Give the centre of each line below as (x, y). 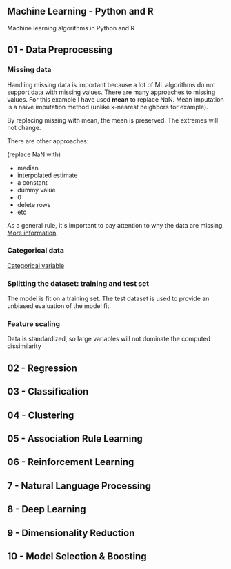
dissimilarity (24, 346)
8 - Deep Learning (47, 509)
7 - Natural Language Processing (79, 486)
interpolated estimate (47, 175)
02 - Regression (42, 368)
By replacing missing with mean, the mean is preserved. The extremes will (113, 120)
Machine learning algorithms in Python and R (71, 28)
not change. (24, 127)
